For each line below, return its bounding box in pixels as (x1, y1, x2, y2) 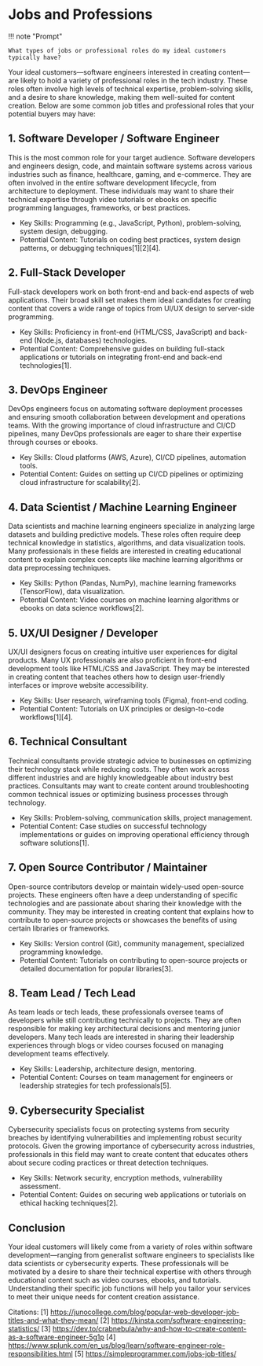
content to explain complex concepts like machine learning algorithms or (8, 555, 243, 564)
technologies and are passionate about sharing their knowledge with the (8, 898, 242, 908)
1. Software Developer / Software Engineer (8, 132, 220, 145)
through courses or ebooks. (8, 438, 98, 447)
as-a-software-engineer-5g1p (8, 1332, 104, 1342)
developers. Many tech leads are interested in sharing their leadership (8, 1032, 235, 1042)
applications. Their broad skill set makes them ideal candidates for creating (8, 295, 251, 304)
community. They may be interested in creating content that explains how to (8, 906, 254, 916)
